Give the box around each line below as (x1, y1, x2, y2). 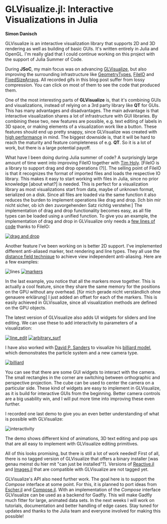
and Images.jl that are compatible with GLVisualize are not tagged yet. (5, 466, 149, 472)
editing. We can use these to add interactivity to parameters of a (5, 319, 138, 325)
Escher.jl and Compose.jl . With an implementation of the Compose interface (5, 486, 161, 492)
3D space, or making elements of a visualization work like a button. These (5, 123, 157, 129)
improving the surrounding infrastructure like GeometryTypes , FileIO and (5, 71, 155, 77)
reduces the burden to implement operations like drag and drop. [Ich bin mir (5, 196, 161, 203)
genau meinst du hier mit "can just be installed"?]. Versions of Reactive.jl (5, 461, 155, 467)
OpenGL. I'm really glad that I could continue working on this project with (5, 51, 156, 57)
